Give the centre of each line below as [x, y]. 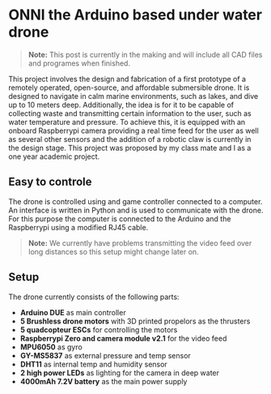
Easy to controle [50, 182]
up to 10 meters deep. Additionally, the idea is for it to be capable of [121, 105]
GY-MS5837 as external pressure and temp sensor [106, 355]
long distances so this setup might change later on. [114, 251]
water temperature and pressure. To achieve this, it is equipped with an [127, 122]
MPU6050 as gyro [51, 347]
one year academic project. [54, 156]
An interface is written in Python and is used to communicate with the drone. [136, 210]
